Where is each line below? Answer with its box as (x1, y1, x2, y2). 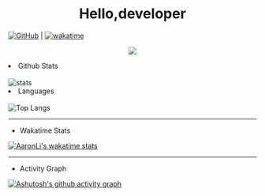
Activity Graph (19, 164, 67, 173)
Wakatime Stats (19, 126, 71, 135)
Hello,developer (78, 5, 187, 23)
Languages (18, 86, 54, 96)
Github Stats (18, 61, 58, 70)
